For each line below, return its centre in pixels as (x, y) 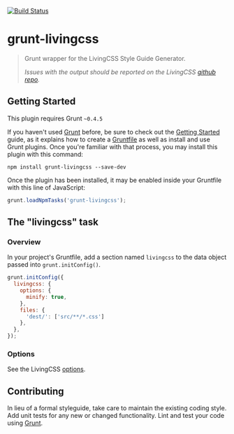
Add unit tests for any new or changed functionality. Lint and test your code (116, 416)
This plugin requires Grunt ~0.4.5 (55, 118)
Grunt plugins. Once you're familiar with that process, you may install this (112, 146)
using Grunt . (25, 423)
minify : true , (46, 297)
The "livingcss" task (53, 222)
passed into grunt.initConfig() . (54, 265)
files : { (32, 310)
